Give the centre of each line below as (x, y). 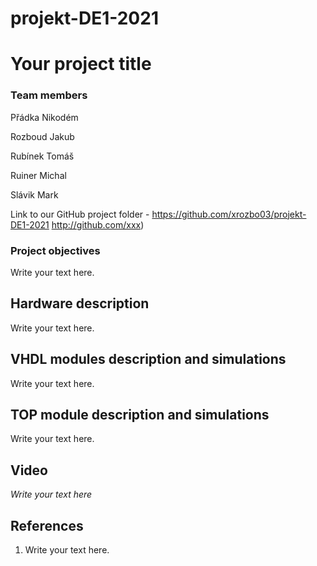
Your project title (81, 64)
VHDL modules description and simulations (148, 359)
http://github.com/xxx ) (98, 224)
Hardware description (80, 303)
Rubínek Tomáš (42, 156)
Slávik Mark (34, 194)
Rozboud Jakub (42, 136)
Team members (49, 95)
